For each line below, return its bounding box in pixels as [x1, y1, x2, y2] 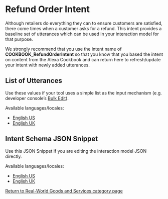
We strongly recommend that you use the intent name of [5, 46, 122, 52]
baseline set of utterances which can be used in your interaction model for [5, 31, 159, 37]
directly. [5, 153, 22, 159]
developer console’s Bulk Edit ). [5, 95, 69, 101]
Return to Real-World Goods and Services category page [5, 187, 123, 194]
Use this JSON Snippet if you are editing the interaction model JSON [5, 148, 147, 154]
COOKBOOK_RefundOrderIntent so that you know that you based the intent [5, 51, 163, 57]
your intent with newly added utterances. [5, 62, 90, 68]
